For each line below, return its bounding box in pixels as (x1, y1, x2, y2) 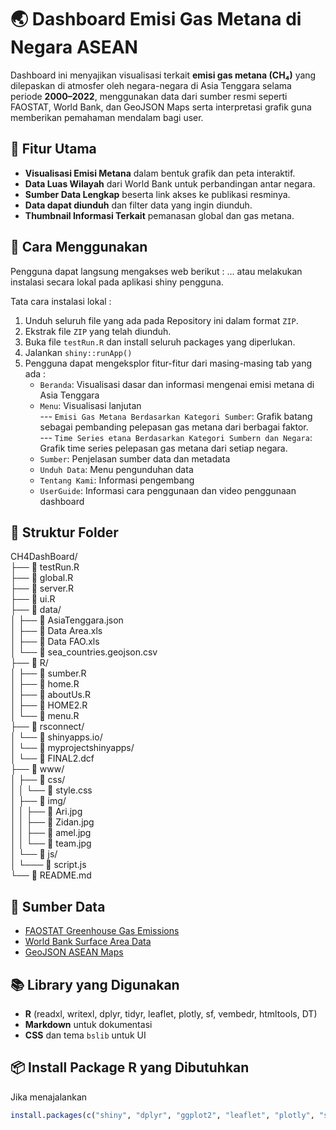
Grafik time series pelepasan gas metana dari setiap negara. (39, 442, 288, 454)
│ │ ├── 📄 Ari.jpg (10, 806, 83, 818)
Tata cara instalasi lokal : (10, 295, 112, 307)
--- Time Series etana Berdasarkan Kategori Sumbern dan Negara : (39, 431, 313, 443)
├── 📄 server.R (10, 582, 75, 595)
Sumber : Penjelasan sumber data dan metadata (39, 452, 231, 465)
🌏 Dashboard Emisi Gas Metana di (10, 8, 302, 31)
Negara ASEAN (10, 36, 138, 59)
